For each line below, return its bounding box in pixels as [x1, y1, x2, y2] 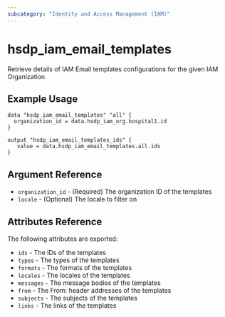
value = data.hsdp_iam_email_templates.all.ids [16, 143, 161, 150]
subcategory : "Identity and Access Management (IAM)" [7, 10, 171, 18]
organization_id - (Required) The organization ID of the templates [17, 187, 212, 196]
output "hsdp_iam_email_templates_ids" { [7, 137, 132, 144]
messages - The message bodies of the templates [17, 279, 162, 287]
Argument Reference [7, 168, 103, 180]
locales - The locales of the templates [17, 271, 130, 279]
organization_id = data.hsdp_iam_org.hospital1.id [14, 118, 167, 125]
